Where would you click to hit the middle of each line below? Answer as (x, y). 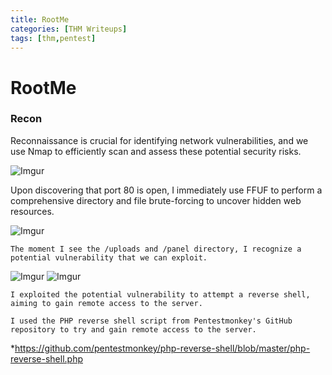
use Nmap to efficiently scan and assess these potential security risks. (156, 151)
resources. (32, 211)
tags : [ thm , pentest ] (53, 38)
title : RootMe (40, 19)
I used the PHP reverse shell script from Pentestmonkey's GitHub (151, 321)
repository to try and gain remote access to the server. (133, 329)
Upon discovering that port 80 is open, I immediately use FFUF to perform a (166, 190)
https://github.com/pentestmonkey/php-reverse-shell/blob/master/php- (162, 348)
